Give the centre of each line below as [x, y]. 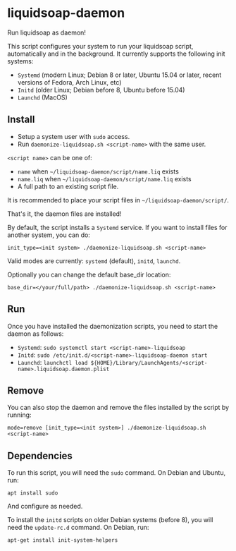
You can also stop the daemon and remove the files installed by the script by [118, 408]
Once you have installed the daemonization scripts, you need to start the [113, 326]
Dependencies [40, 455]
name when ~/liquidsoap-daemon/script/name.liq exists [98, 171]
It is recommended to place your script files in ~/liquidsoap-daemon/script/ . [118, 200]
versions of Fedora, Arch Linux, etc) [69, 82]
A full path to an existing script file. [68, 186]
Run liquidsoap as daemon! [47, 32]
